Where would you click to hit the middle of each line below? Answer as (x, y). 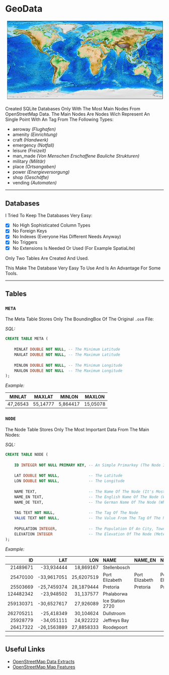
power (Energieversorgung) (41, 172)
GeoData (24, 9)
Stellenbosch (116, 568)
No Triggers (25, 242)
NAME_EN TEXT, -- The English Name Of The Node (86, 497)
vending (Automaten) (34, 183)
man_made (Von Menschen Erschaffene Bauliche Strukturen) (76, 156)
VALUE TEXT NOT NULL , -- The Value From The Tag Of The (88, 518)
